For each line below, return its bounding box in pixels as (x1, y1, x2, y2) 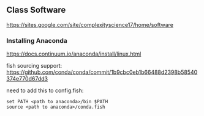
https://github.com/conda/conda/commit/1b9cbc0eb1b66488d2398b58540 (6, 68, 198, 76)
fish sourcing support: (6, 62, 62, 70)
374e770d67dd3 (6, 75, 48, 82)
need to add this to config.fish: (6, 87, 84, 94)
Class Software (6, 5, 66, 15)
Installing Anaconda (6, 36, 67, 45)
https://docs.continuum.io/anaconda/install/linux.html (6, 50, 142, 57)
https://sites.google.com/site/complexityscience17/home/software (6, 21, 173, 28)
